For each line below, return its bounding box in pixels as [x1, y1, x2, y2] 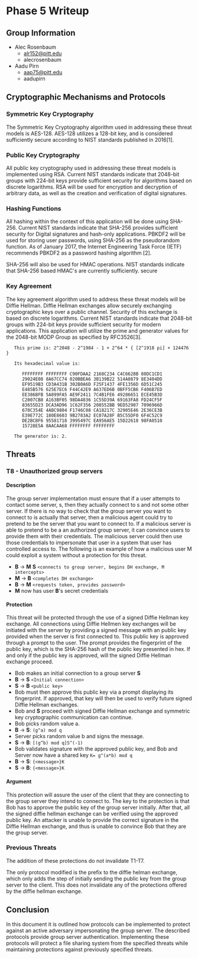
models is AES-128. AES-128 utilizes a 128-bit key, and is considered [6, 129, 173, 137]
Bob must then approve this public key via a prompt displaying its [14, 688, 174, 696]
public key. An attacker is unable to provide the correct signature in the [6, 816, 179, 823]
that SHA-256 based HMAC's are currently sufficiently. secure [6, 267, 158, 274]
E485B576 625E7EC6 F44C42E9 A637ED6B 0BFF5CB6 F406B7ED [21, 386, 163, 392]
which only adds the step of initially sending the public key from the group [6, 875, 187, 882]
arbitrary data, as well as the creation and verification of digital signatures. [6, 189, 187, 196]
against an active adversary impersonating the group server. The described [6, 927, 190, 934]
